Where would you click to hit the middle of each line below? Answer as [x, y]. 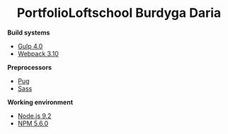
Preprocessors [29, 67]
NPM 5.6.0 [33, 123]
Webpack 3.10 [38, 54]
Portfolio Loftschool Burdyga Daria [119, 13]
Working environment [40, 102]
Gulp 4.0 [30, 46]
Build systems [29, 32]
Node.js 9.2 [34, 116]
